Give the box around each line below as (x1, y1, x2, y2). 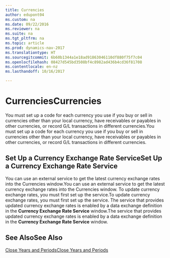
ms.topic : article (5, 41, 44, 46)
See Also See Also (5, 234, 63, 242)
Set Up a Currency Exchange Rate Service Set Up (5, 154, 162, 163)
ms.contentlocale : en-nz (5, 64, 58, 69)
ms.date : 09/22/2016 (5, 21, 49, 27)
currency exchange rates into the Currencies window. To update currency (5, 186, 160, 192)
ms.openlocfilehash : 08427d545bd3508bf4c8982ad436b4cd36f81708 (5, 60, 143, 65)
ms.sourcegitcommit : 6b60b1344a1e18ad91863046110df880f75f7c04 (5, 54, 143, 60)
